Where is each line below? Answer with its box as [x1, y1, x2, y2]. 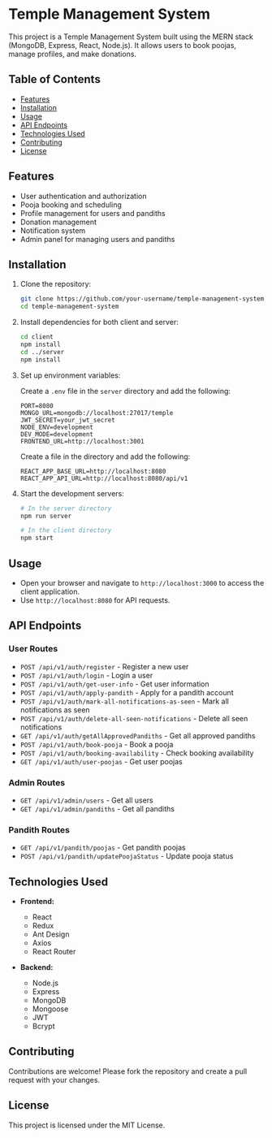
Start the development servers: [19, 488, 124, 498]
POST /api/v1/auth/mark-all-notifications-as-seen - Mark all [19, 696, 229, 706]
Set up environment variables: [19, 370, 121, 380]
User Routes [8, 643, 58, 655]
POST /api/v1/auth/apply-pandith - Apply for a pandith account [19, 687, 234, 697]
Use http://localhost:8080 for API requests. [19, 595, 171, 605]
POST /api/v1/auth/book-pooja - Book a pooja [19, 739, 174, 749]
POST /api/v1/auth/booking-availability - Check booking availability [19, 748, 254, 758]
